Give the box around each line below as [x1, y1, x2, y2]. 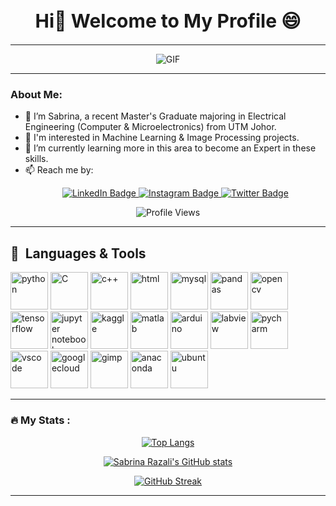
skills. [24, 153, 49, 165]
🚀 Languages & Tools [10, 245, 147, 262]
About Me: [10, 88, 63, 102]
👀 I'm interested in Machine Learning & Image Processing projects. [24, 132, 300, 144]
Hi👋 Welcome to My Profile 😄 [34, 9, 302, 32]
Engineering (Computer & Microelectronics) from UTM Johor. [24, 121, 277, 133]
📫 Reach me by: [24, 164, 94, 176]
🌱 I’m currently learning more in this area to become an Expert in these [24, 142, 317, 154]
